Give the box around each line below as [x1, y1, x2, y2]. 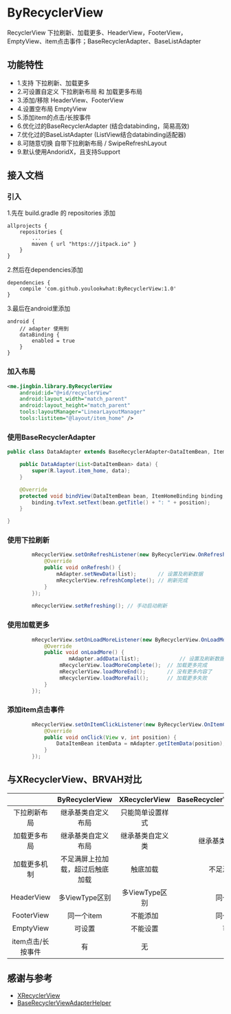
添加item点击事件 [7, 705, 65, 715]
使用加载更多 [7, 620, 50, 630]
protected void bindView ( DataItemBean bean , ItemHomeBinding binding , [19, 492, 226, 500]
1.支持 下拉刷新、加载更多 [16, 78, 90, 87]
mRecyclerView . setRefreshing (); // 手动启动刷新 [32, 602, 168, 610]
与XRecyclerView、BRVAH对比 [7, 774, 142, 785]
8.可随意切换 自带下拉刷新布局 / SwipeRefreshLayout [16, 139, 167, 147]
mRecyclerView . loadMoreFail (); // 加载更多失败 [59, 675, 208, 682]
